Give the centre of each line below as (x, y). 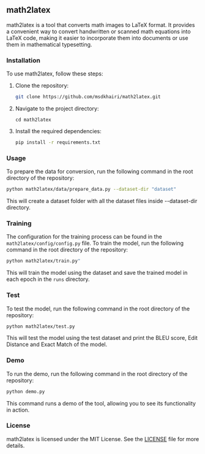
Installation (24, 60)
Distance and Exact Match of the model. (57, 344)
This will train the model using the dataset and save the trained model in (97, 273)
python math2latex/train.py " (43, 261)
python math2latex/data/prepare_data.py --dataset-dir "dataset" (91, 190)
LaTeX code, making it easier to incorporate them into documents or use (97, 38)
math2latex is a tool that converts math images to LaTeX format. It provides (101, 25)
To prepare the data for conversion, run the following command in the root (100, 172)
